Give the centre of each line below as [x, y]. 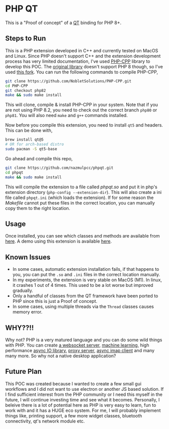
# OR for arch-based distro [35, 144]
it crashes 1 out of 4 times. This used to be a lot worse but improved [83, 285]
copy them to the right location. [38, 208]
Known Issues [28, 257]
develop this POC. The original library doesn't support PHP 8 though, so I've [84, 66]
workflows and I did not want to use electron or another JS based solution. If [84, 389]
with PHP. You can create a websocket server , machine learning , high [77, 345]
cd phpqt [14, 172]
